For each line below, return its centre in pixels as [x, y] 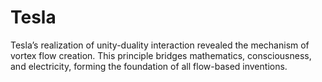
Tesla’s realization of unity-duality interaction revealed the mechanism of [160, 45]
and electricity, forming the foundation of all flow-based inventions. [149, 66]
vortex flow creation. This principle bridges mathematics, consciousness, [161, 55]
